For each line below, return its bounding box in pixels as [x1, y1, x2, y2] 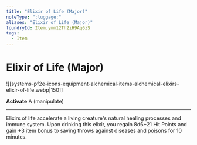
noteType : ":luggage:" [6, 14, 62, 20]
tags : [6, 30, 19, 36]
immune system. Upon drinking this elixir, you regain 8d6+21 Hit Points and [6, 120, 188, 127]
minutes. [6, 133, 28, 140]
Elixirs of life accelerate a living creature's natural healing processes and [6, 115, 182, 122]
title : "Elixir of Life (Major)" [6, 8, 88, 15]
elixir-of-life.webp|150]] [6, 86, 63, 94]
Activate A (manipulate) [6, 98, 64, 105]
